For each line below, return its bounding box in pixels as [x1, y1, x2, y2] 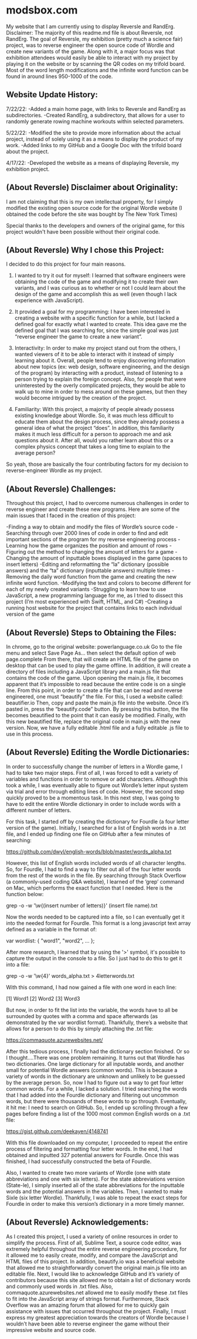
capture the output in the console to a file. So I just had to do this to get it [6, 954, 182, 962]
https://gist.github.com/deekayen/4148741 [6, 1127, 108, 1135]
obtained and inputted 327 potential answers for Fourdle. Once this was [6, 1151, 179, 1158]
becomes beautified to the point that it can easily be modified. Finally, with [6, 712, 186, 718]
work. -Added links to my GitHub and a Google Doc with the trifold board [6, 141, 182, 148]
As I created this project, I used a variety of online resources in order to [6, 1233, 178, 1240]
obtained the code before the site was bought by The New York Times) [6, 211, 178, 218]
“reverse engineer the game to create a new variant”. [14, 333, 142, 340]
